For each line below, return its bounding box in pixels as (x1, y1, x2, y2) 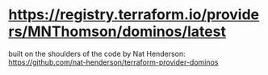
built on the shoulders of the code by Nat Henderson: (8, 49, 186, 58)
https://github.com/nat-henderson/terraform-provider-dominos (8, 57, 219, 67)
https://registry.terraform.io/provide (8, 6, 260, 24)
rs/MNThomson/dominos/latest (8, 22, 226, 41)
